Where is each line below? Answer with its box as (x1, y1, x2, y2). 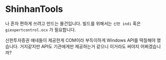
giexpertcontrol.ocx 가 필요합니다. (5, 26, 76, 33)
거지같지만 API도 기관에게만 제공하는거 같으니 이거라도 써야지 (20, 43, 139, 49)
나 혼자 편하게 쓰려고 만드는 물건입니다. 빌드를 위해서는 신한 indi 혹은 (5, 20, 141, 26)
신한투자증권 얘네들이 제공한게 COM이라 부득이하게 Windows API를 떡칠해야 (5, 37, 156, 43)
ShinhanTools (5, 3, 64, 15)
